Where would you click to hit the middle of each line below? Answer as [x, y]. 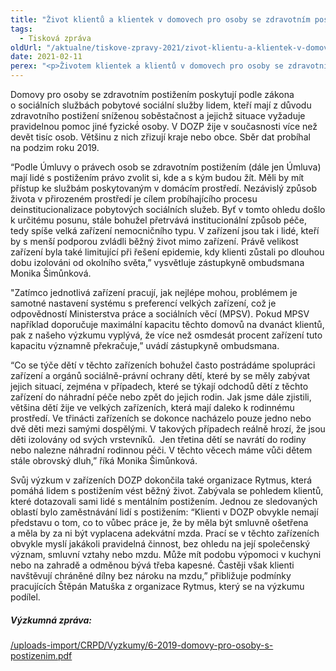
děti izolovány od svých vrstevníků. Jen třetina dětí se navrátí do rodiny [158, 439]
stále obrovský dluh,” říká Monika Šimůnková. [104, 460]
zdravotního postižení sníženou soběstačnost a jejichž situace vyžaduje [158, 115]
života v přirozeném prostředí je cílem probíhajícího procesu [134, 199]
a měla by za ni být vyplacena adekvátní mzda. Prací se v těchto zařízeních [165, 533]
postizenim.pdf [41, 655]
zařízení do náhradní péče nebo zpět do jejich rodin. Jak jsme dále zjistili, [161, 397]
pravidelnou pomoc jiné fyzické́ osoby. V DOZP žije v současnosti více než [164, 126]
